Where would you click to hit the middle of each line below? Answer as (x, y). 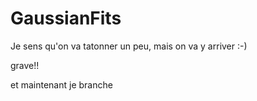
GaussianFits (66, 18)
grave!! (25, 65)
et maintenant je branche (61, 84)
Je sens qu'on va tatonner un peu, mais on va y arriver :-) (129, 46)
